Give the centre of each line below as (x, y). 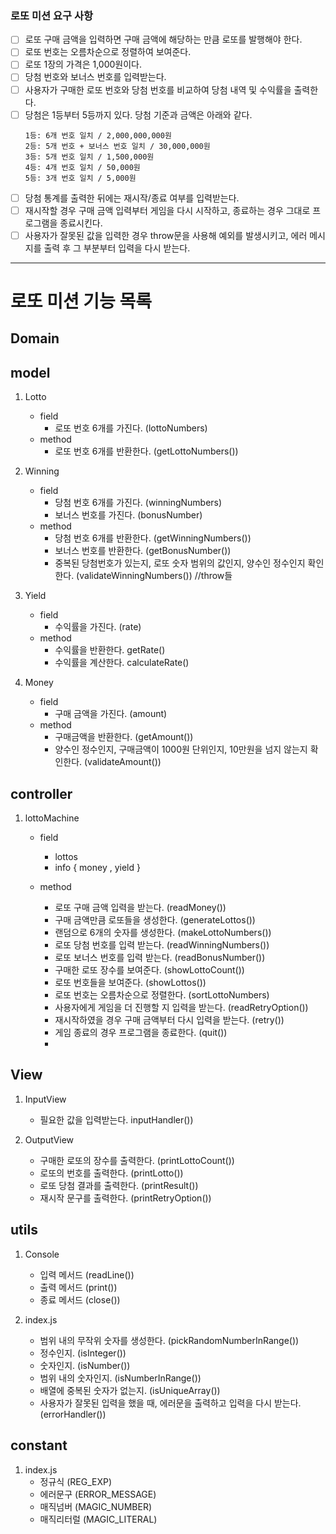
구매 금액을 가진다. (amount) (111, 714)
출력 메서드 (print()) (78, 1287)
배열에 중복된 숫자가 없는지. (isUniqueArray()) (130, 1390)
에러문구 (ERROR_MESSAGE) (98, 1494)
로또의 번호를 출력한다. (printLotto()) (111, 1173)
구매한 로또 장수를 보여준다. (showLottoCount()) (149, 970)
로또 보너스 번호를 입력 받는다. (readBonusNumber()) (160, 958)
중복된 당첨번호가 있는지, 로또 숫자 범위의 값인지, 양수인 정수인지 (180, 563)
